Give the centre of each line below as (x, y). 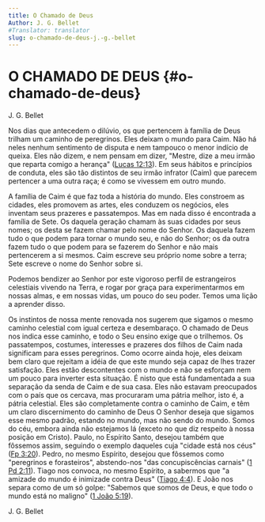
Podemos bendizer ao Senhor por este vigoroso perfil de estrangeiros (122, 279)
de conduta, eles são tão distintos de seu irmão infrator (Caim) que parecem (132, 173)
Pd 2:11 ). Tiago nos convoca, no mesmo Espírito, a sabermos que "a (119, 471)
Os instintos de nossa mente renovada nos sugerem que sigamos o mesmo (131, 320)
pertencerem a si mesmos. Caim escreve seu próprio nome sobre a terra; (128, 255)
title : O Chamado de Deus (51, 15)
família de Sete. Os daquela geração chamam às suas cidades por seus (125, 221)
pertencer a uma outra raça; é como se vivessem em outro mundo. (117, 181)
